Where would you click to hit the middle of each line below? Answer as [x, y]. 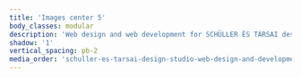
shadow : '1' [31, 43]
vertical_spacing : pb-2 [54, 51]
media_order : [34, 59]
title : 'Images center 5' [57, 17]
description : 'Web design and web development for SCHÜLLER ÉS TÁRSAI [144, 34]
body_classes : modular [52, 26]
